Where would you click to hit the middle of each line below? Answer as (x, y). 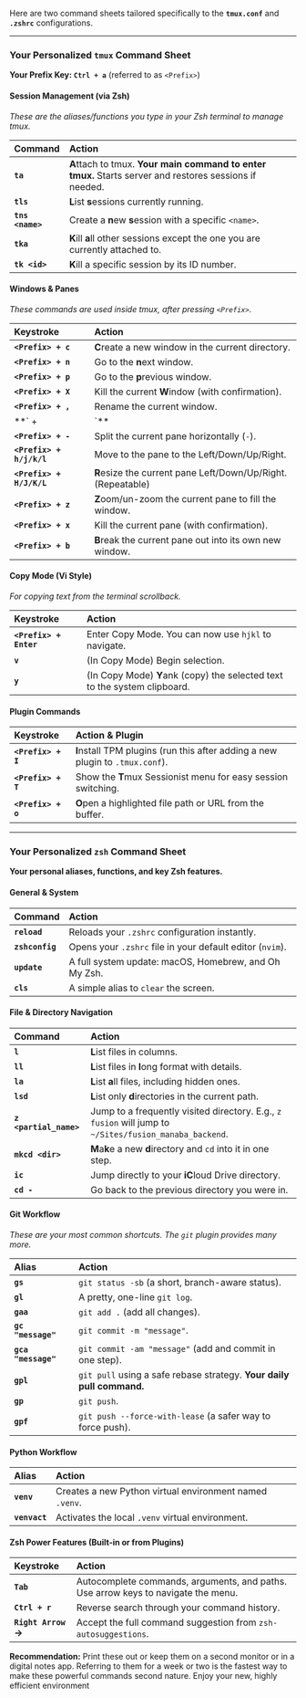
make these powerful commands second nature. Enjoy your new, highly (143, 1676)
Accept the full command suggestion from (166, 1622)
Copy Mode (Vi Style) (51, 576)
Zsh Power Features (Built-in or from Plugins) (97, 1542)
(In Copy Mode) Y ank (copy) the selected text (185, 675)
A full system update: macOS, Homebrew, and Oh (174, 961)
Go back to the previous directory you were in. (189, 1190)
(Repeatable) (122, 484)
